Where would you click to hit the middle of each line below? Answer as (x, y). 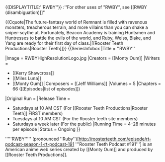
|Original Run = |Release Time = (38, 98)
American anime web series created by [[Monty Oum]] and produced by (79, 149)
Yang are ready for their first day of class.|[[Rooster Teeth (64, 43)
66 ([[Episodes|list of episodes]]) (46, 89)
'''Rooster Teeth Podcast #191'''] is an (114, 144)
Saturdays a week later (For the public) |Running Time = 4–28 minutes (84, 124)
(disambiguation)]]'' (25, 12)
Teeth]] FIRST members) (38, 113)
